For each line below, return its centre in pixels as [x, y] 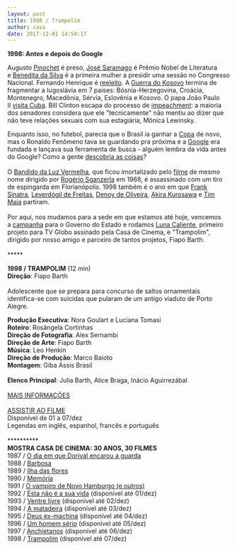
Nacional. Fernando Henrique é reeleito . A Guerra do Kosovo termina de [112, 83]
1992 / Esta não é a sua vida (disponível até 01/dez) [82, 493]
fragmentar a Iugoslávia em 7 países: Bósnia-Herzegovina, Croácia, [106, 90]
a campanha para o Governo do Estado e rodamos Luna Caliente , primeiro [116, 225]
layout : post [27, 14]
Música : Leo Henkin [37, 350]
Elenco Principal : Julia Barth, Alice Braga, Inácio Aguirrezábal [97, 380]
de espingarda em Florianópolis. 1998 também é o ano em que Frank [107, 187]
